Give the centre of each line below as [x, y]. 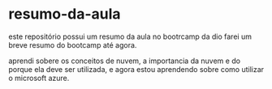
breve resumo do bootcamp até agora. [73, 44]
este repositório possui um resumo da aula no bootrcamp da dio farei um [130, 36]
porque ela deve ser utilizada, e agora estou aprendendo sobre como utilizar [136, 69]
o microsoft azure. [39, 78]
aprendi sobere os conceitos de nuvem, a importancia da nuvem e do [125, 61]
